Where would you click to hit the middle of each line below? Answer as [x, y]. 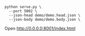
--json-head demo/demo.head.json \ [45, 15]
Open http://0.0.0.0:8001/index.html [40, 28]
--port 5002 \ [23, 11]
